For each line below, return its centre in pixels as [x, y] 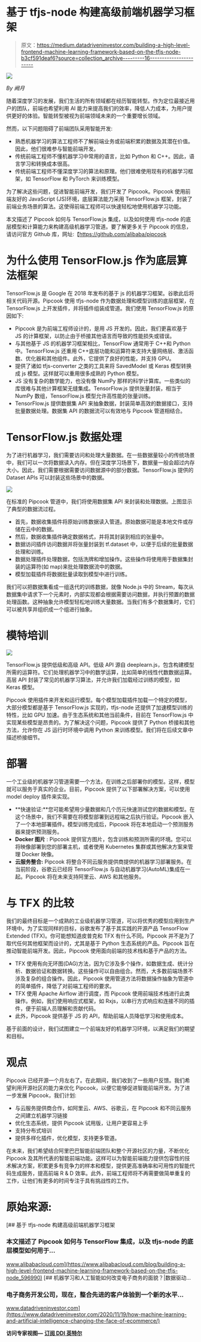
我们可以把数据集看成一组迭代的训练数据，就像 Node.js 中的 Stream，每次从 [100, 587]
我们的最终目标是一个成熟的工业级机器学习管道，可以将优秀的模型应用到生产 [100, 921]
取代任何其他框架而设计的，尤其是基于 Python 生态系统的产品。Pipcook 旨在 [100, 943]
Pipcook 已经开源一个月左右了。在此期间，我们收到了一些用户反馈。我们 [96, 1080]
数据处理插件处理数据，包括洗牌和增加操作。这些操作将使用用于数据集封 [104, 559]
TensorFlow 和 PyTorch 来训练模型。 [77, 179]
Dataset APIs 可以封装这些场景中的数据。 [57, 477]
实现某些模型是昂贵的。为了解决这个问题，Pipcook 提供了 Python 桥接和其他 [100, 722]
